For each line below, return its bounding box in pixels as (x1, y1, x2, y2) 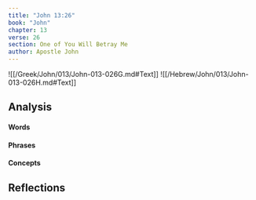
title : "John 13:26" (8, 11, 76, 20)
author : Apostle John (8, 48, 79, 56)
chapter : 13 (8, 26, 47, 34)
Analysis (8, 100, 53, 114)
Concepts (8, 158, 41, 168)
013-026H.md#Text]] (8, 78, 77, 87)
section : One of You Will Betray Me (8, 41, 128, 49)
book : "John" (8, 19, 51, 27)
